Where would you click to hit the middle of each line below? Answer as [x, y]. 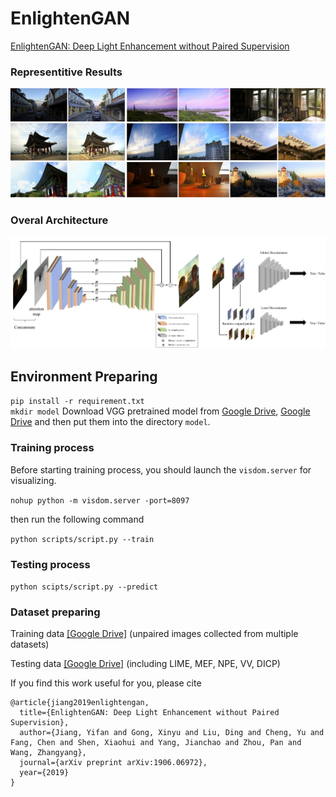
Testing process [50, 564]
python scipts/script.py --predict [84, 587]
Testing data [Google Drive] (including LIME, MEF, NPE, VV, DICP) [145, 664]
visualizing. [33, 480]
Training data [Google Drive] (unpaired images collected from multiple [154, 634]
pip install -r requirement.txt [77, 402]
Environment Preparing [84, 376]
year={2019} [44, 773]
